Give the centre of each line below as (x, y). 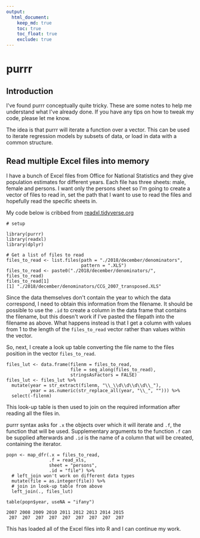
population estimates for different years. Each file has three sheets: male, (96, 182)
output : (16, 12)
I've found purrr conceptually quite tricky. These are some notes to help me (99, 106)
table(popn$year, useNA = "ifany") (50, 502)
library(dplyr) (25, 244)
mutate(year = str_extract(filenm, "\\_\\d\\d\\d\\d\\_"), (87, 385)
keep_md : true (34, 23)
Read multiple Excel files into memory (78, 161)
